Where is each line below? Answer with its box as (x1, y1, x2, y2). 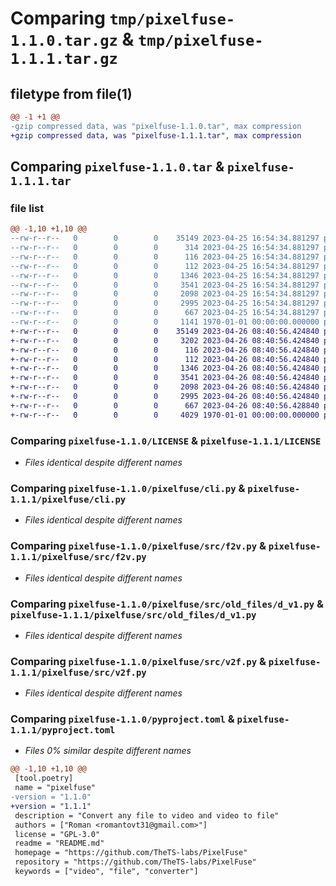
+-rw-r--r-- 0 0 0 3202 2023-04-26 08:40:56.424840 (10, 335, 320, 346)
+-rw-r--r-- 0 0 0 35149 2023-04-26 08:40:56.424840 (10, 326, 320, 336)
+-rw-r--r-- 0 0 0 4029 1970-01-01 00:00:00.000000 (10, 410, 320, 420)
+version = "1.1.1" (10, 801, 92, 811)
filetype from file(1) (10, 85, 133, 102)
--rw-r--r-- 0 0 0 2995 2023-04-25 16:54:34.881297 (10, 298, 320, 309)
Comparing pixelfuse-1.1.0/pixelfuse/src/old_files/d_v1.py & (10, 597, 324, 611)
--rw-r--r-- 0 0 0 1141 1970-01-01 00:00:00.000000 (10, 317, 320, 327)
